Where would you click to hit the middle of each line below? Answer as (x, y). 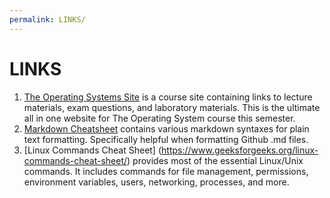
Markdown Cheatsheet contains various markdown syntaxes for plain (166, 128)
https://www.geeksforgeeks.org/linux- (240, 150)
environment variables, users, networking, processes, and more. (156, 182)
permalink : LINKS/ (47, 19)
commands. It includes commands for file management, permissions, (166, 171)
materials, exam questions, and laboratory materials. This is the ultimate (172, 107)
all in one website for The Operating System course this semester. (159, 118)
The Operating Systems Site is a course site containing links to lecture (168, 97)
